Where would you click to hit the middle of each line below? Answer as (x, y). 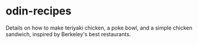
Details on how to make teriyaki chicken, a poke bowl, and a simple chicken (99, 28)
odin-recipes (39, 11)
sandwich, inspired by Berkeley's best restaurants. (68, 34)
